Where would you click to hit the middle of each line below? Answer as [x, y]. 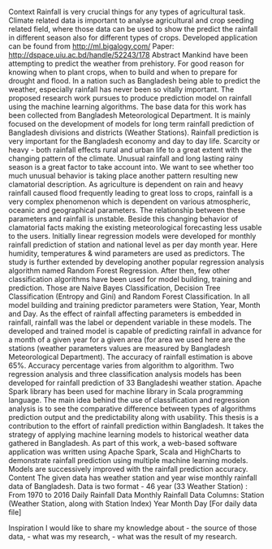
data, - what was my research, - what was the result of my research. [123, 536]
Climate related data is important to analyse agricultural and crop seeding [131, 20]
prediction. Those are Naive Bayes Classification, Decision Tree [114, 288]
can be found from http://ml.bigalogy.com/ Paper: [91, 46]
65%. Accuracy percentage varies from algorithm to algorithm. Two [121, 365]
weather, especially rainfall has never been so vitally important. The [121, 89]
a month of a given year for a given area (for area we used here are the [127, 339]
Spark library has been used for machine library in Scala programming [126, 391]
